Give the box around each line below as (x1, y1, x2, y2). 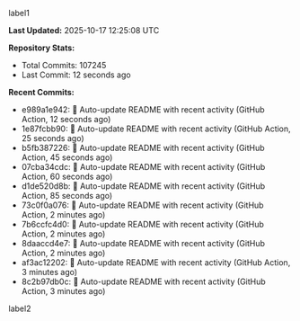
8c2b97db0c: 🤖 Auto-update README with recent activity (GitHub (21, 276, 266, 287)
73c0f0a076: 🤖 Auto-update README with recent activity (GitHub (21, 200, 264, 210)
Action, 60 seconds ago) (21, 171, 113, 182)
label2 (8, 303, 31, 314)
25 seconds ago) (21, 133, 84, 143)
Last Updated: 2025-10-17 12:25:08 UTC (8, 25, 160, 35)
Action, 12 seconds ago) (21, 114, 111, 124)
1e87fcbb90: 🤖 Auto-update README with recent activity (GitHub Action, (21, 123, 291, 134)
